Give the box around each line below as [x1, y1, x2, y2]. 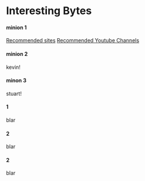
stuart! [6, 90, 22, 97]
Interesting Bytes [6, 4, 92, 18]
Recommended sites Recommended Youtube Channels [6, 37, 140, 44]
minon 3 [6, 77, 26, 84]
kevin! [6, 63, 21, 71]
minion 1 [6, 24, 27, 31]
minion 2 [6, 50, 28, 57]
